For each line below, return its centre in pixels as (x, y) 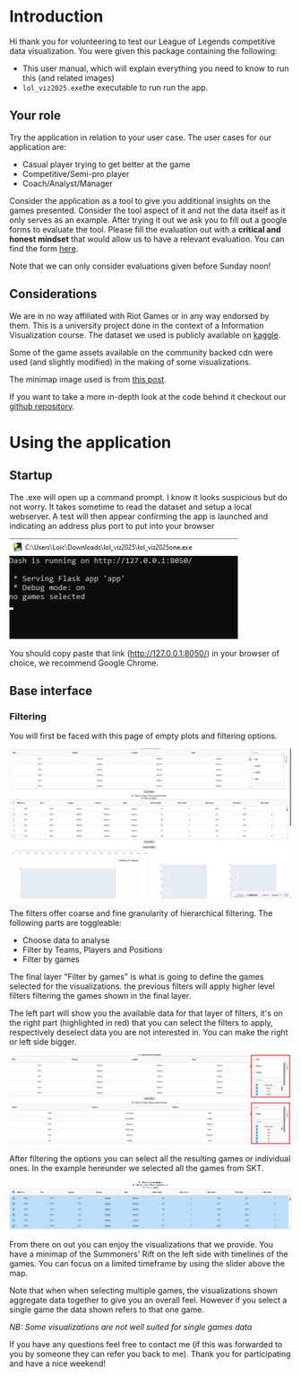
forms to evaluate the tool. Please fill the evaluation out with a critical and (145, 229)
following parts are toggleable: (66, 923)
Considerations (53, 294)
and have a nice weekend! (57, 1363)
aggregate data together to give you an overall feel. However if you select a (148, 1301)
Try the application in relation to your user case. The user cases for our (140, 137)
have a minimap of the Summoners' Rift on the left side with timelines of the (149, 1254)
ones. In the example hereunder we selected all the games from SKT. (137, 1169)
